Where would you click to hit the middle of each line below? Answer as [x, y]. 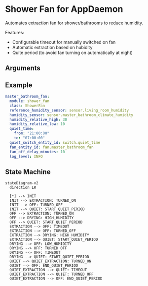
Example [19, 85]
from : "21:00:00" [32, 133]
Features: [15, 32]
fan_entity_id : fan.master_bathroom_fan [52, 147]
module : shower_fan [30, 101]
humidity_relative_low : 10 [37, 124]
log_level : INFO [26, 156]
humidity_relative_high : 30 [38, 119]
